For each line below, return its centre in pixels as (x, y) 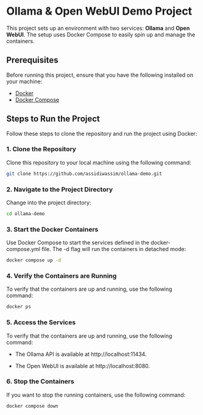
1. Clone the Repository (41, 149)
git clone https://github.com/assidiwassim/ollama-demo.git (84, 174)
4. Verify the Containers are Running (62, 276)
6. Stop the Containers (40, 381)
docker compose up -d (34, 260)
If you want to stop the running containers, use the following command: (96, 395)
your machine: (24, 81)
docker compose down (33, 406)
